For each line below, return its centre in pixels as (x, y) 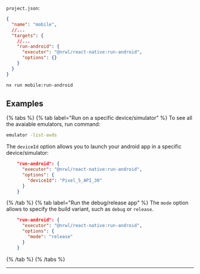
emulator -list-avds (32, 135)
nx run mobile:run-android (40, 85)
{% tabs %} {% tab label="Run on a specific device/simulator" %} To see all (99, 118)
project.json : (23, 8)
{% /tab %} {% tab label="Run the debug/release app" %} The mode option (97, 203)
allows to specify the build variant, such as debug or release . (80, 209)
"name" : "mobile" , (35, 24)
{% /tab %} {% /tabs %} (36, 259)
